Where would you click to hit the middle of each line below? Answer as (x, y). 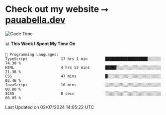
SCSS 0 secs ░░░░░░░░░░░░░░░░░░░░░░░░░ (83, 93)
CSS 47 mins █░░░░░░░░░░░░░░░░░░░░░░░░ (83, 76)
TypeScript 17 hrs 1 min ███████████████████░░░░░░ (83, 59)
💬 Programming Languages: (32, 55)
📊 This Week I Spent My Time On (40, 44)
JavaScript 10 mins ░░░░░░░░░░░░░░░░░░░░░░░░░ (83, 85)
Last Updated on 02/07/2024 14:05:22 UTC (50, 107)
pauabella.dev (35, 20)
